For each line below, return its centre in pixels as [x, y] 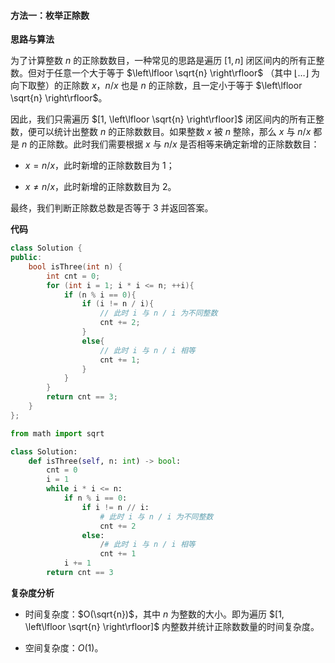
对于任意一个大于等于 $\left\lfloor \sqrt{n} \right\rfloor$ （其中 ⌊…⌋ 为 [178, 73]
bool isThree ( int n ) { [75, 266]
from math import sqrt [57, 433]
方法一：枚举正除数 [50, 15]
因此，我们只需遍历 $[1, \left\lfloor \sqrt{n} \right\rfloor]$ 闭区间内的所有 [159, 119]
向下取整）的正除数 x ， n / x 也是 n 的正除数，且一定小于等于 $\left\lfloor [156, 86]
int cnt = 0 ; [73, 276]
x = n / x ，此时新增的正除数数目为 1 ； [99, 166]
